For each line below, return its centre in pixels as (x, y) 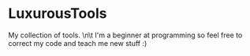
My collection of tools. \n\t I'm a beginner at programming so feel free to (125, 35)
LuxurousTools (58, 14)
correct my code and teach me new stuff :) (78, 43)
